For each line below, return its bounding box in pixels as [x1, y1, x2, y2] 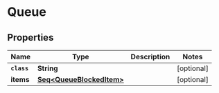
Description [130, 52, 170, 61]
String [37, 63, 58, 73]
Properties [7, 32, 54, 43]
